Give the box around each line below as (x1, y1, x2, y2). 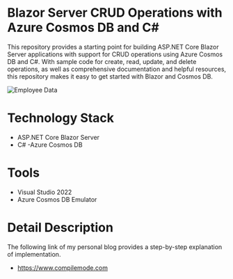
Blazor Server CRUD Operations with (7, 5, 223, 21)
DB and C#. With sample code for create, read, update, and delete (7, 57, 197, 65)
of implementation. (7, 250, 61, 258)
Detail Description (7, 220, 113, 235)
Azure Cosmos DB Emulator (17, 195, 97, 203)
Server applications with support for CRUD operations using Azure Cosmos (7, 50, 223, 58)
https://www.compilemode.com (17, 263, 108, 272)
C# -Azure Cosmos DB (17, 141, 83, 149)
